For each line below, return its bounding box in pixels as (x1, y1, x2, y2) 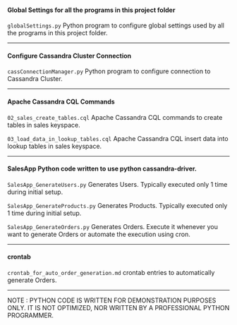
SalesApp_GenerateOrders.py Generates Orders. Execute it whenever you (7, 222, 219, 231)
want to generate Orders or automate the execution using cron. (7, 230, 190, 238)
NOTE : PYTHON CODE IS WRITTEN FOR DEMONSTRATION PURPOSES (7, 296, 217, 305)
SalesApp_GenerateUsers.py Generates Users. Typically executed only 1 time (7, 180, 228, 188)
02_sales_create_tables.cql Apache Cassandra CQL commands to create (7, 113, 223, 121)
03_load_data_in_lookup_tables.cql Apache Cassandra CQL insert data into (7, 134, 229, 142)
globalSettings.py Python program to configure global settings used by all (7, 21, 224, 30)
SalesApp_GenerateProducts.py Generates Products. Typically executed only (7, 201, 228, 209)
